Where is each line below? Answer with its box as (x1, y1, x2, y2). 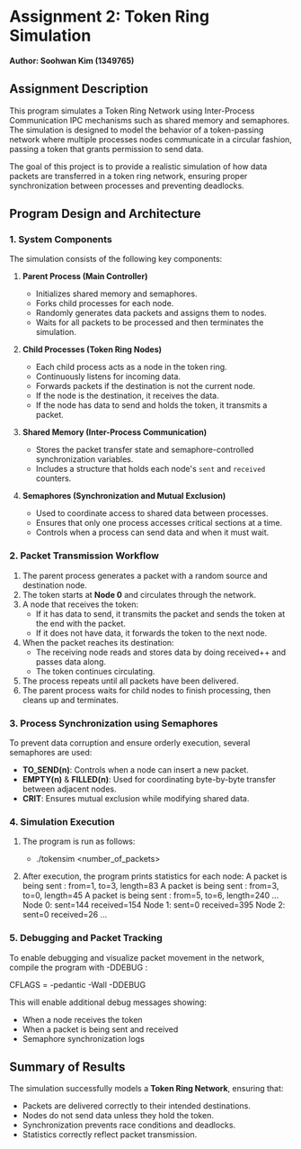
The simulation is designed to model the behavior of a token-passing (9, 124, 264, 135)
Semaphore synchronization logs (22, 1033, 146, 1044)
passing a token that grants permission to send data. (9, 143, 204, 154)
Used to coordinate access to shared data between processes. (35, 508, 269, 519)
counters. (35, 473, 72, 484)
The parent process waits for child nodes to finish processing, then (22, 684, 271, 695)
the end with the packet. (35, 618, 126, 629)
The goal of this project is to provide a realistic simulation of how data (9, 160, 268, 172)
